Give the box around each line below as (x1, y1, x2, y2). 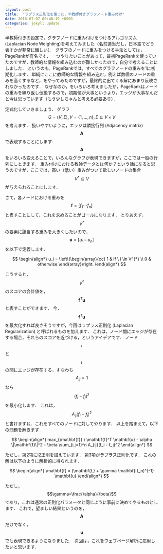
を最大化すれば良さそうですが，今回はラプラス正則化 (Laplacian (5, 322, 134, 328)
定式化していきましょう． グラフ (5, 106, 70, 112)
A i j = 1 (75, 375, 88, 382)
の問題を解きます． (5, 426, 44, 433)
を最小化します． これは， (5, 402, 57, 408)
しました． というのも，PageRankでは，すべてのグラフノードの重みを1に (5, 66, 151, 71)
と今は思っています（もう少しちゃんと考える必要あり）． (5, 96, 118, 102)
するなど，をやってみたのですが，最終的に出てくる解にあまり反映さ (21, 78, 158, 84)
